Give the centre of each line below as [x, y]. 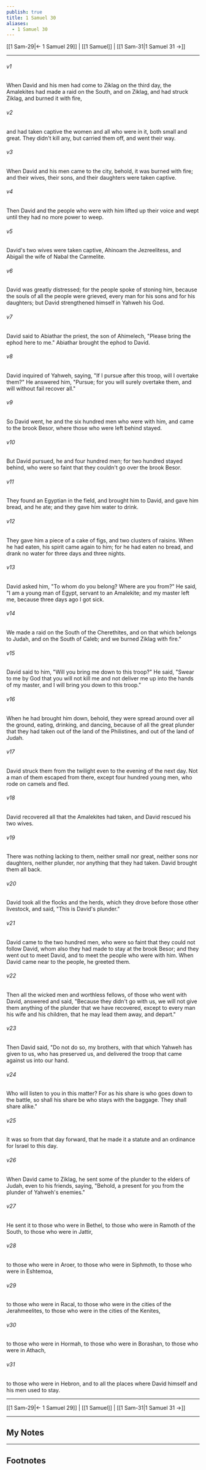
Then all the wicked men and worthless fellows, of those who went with [97, 995]
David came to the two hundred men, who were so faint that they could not [101, 942]
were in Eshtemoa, [30, 1271]
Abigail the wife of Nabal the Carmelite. [56, 257]
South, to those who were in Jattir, [50, 1231]
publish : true [25, 12]
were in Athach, [26, 1350]
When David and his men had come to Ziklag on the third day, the [89, 85]
